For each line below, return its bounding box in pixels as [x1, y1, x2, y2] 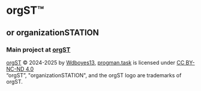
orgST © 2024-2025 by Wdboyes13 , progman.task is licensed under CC [6, 59, 185, 66]
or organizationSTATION [6, 28, 99, 38]
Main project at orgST [6, 45, 71, 54]
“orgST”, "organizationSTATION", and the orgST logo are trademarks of [6, 71, 182, 78]
